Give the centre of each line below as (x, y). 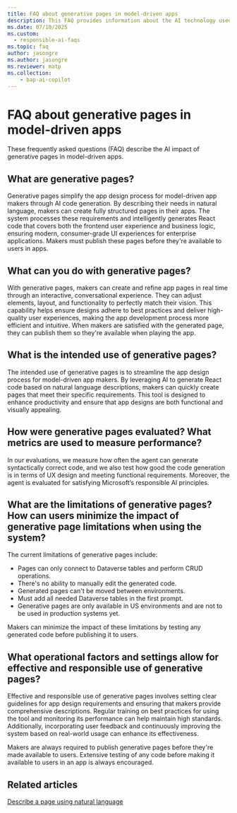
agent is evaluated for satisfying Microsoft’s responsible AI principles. (108, 482)
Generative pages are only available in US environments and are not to (120, 606)
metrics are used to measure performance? (105, 443)
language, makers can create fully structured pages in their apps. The (109, 211)
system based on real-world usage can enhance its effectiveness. (103, 734)
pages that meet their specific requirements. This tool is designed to (107, 394)
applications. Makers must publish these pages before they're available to (115, 241)
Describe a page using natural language (65, 802)
